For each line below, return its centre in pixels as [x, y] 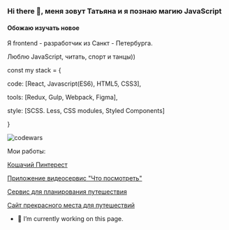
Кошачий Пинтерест [37, 165]
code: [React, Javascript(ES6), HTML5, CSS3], [74, 84]
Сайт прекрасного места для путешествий [71, 206]
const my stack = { [34, 70]
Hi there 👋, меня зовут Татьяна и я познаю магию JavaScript [114, 11]
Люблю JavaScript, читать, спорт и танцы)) [72, 57]
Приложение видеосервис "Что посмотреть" [75, 178]
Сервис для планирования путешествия [67, 192]
